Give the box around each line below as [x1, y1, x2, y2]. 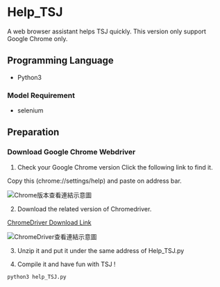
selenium [17, 106, 44, 115]
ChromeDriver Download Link [7, 218, 92, 227]
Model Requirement [7, 90, 75, 100]
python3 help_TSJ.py [7, 273, 67, 280]
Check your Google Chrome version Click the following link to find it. [17, 163, 213, 171]
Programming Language [7, 55, 115, 67]
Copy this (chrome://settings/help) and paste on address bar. [7, 177, 182, 185]
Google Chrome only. [7, 34, 68, 42]
